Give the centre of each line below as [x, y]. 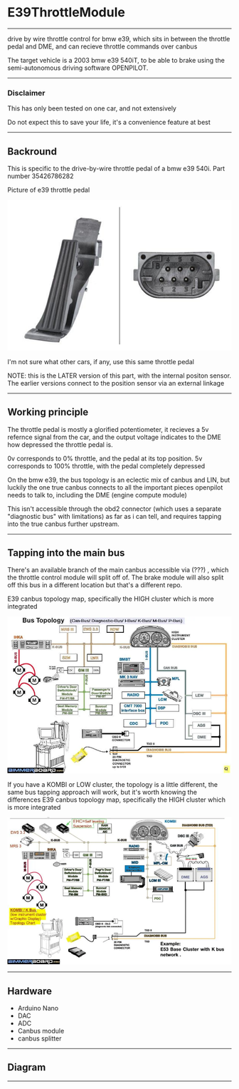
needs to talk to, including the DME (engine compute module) [97, 495]
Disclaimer [26, 93]
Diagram [27, 1067]
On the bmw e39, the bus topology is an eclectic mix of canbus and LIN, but [119, 480]
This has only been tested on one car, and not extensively [92, 108]
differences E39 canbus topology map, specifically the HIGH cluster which [117, 800]
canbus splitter [39, 1038]
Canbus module [41, 1031]
